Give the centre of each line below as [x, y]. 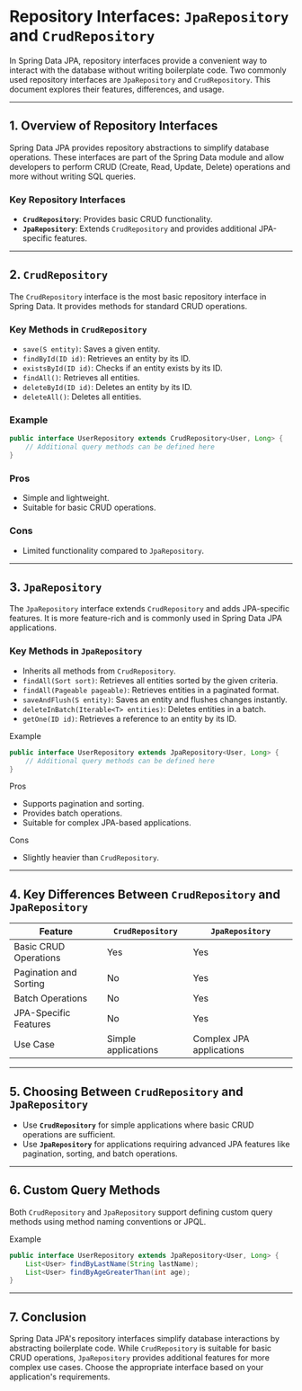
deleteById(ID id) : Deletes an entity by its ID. [107, 388]
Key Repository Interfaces [67, 200]
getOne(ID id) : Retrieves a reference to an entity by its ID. [129, 718]
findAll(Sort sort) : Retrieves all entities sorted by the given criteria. [150, 680]
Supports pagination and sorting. [83, 804]
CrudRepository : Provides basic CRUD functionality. [117, 219]
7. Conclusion [48, 1317]
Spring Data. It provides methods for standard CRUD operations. [129, 306]
